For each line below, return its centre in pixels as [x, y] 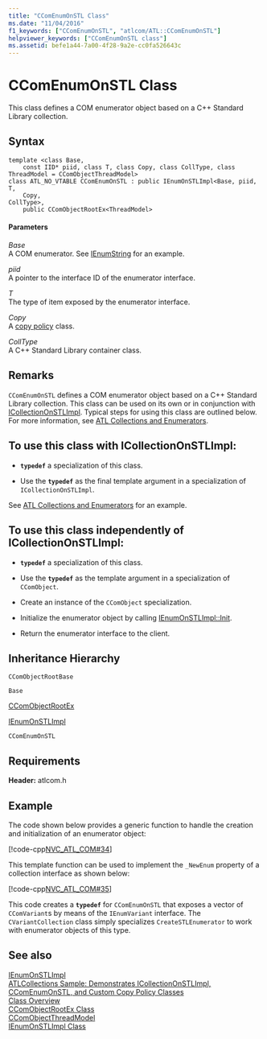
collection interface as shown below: [69, 873]
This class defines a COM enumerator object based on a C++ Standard [126, 108]
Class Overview [34, 1000]
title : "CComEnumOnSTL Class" [59, 16]
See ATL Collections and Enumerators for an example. [98, 505]
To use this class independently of [97, 531]
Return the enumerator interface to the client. [95, 633]
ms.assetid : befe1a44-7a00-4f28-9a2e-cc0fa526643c [95, 46]
